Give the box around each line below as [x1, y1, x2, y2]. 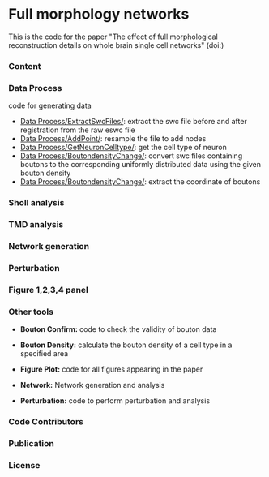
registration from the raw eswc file [19, 125, 135, 135]
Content [8, 60, 42, 71]
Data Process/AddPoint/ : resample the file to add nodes [19, 134, 207, 144]
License [8, 459, 41, 471]
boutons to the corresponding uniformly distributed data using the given [19, 160, 262, 170]
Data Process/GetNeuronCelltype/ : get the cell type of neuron [19, 143, 227, 153]
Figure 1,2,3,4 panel [8, 284, 89, 295]
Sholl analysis [8, 197, 65, 208]
